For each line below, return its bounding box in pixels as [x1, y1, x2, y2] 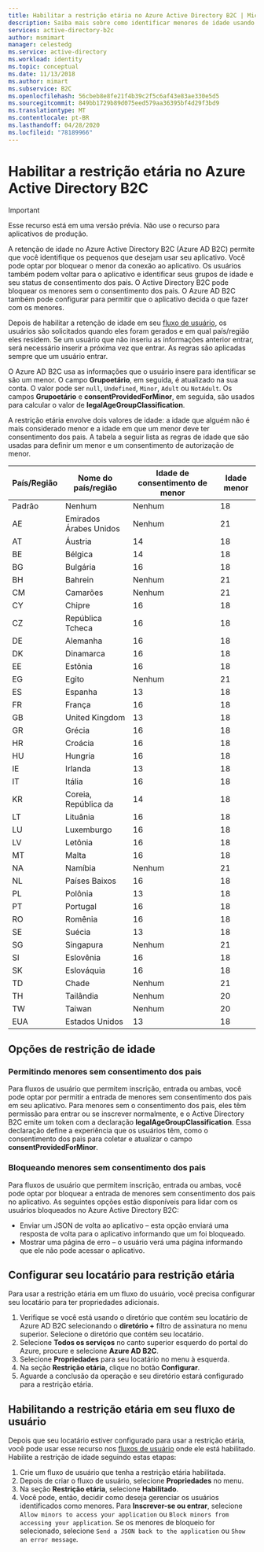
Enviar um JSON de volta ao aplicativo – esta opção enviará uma [19, 1221, 229, 1230]
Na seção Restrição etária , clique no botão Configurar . [19, 1363, 200, 1373]
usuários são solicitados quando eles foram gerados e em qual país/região [8, 326, 250, 335]
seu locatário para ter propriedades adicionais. [8, 1298, 159, 1307]
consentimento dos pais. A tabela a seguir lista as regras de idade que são [8, 432, 250, 442]
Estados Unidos [65, 1016, 123, 1027]
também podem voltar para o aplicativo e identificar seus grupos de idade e [8, 269, 254, 279]
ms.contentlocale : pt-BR [8, 114, 90, 122]
